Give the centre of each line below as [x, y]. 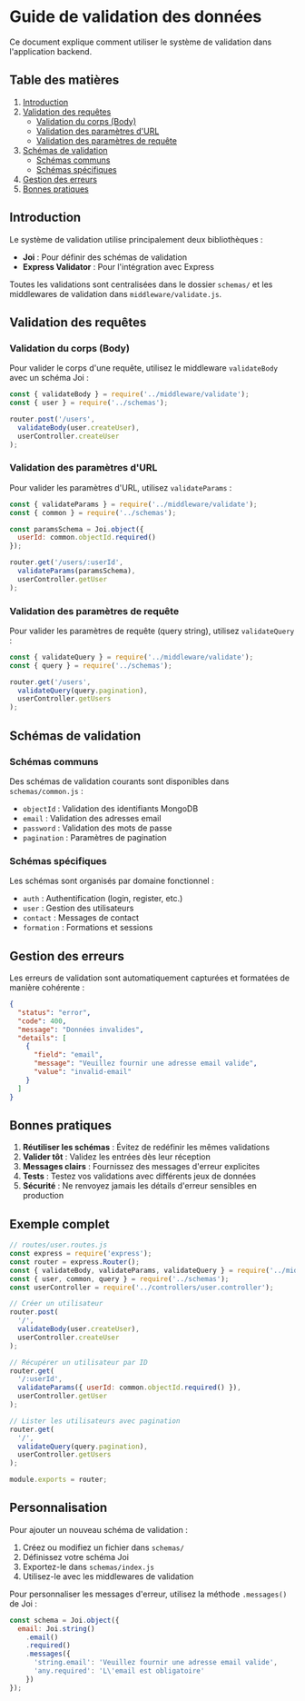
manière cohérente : [47, 988]
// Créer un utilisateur [56, 1304]
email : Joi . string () [56, 1628]
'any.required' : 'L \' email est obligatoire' [119, 1671]
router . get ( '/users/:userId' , [67, 562]
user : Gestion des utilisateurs [78, 908]
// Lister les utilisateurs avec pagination [95, 1421]
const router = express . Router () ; [75, 1262]
